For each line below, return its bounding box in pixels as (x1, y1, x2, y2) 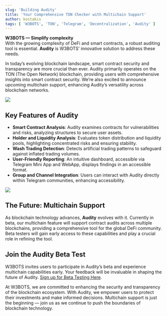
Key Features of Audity (5, 111, 78, 119)
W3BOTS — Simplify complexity (5, 35, 73, 41)
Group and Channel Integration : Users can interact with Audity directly (12, 172, 159, 178)
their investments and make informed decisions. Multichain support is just (5, 294, 157, 300)
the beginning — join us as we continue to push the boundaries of (5, 299, 141, 305)
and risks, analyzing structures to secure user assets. (12, 129, 123, 135)
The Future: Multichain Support (5, 201, 105, 210)
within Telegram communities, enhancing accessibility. (12, 177, 125, 183)
